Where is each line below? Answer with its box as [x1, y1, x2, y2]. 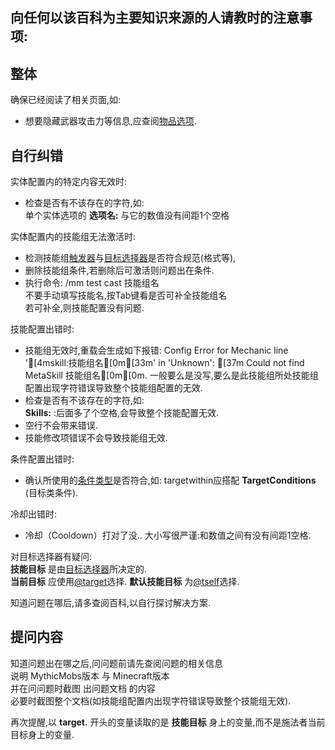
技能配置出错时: [10, 323, 75, 335]
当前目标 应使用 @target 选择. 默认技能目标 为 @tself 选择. [10, 576, 240, 588]
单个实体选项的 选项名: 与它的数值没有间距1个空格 [24, 209, 230, 222]
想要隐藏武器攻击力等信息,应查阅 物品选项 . [24, 115, 197, 127]
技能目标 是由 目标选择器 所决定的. [10, 563, 147, 575]
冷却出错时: [10, 508, 58, 520]
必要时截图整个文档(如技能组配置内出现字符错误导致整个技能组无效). [10, 694, 292, 707]
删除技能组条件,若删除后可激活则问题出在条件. [24, 264, 215, 277]
